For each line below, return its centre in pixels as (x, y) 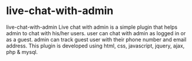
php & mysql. (22, 52)
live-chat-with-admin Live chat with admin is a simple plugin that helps (92, 27)
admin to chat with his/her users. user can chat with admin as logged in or (96, 33)
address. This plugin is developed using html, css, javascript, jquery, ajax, (95, 46)
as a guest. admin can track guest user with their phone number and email (96, 39)
